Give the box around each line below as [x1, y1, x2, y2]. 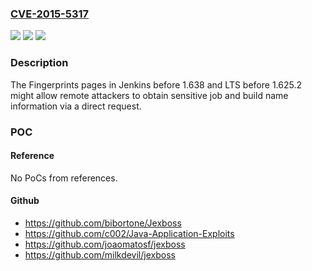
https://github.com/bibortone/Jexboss [24, 217, 182, 229]
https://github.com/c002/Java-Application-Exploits [24, 227, 235, 239]
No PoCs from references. [10, 172, 118, 184]
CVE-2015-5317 [10, 7, 90, 21]
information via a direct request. [10, 100, 142, 112]
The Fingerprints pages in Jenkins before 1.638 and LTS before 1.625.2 [10, 78, 302, 91]
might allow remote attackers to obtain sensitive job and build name [10, 89, 289, 101]
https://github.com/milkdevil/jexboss [24, 248, 176, 261]
